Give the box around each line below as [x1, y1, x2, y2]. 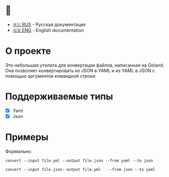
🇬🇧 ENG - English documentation [12, 27, 84, 33]
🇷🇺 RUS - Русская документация [12, 21, 86, 27]
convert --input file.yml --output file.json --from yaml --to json [5, 158, 153, 163]
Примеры [5, 132, 49, 143]
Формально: [5, 148, 32, 154]
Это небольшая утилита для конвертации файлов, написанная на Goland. [5, 62, 164, 68]
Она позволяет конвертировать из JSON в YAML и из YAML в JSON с [5, 67, 155, 73]
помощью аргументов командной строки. [5, 73, 96, 79]
